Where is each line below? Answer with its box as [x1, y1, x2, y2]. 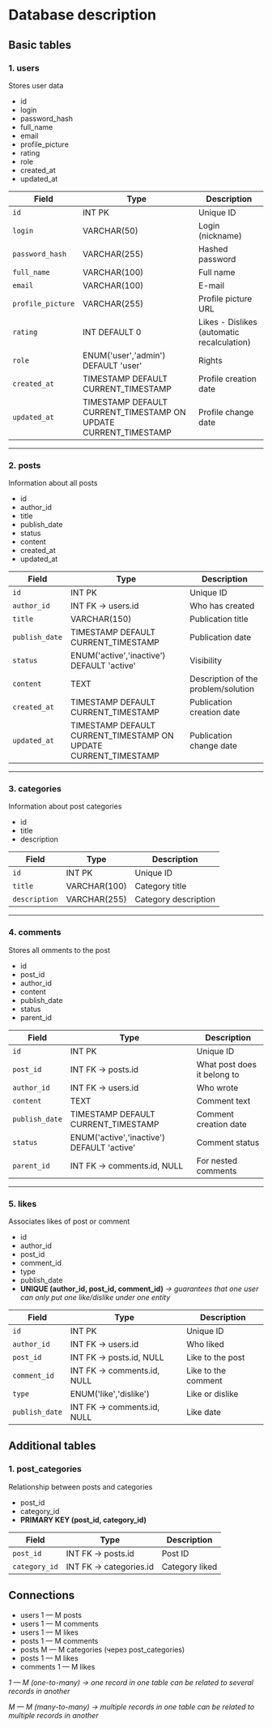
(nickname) [198, 229, 243, 241]
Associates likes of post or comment [8, 1216, 130, 1226]
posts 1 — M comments [19, 1636, 99, 1645]
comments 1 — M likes [19, 1662, 96, 1671]
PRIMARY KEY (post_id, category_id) [19, 1515, 147, 1524]
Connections [8, 1589, 75, 1602]
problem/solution [189, 684, 255, 695]
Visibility [189, 655, 223, 667]
